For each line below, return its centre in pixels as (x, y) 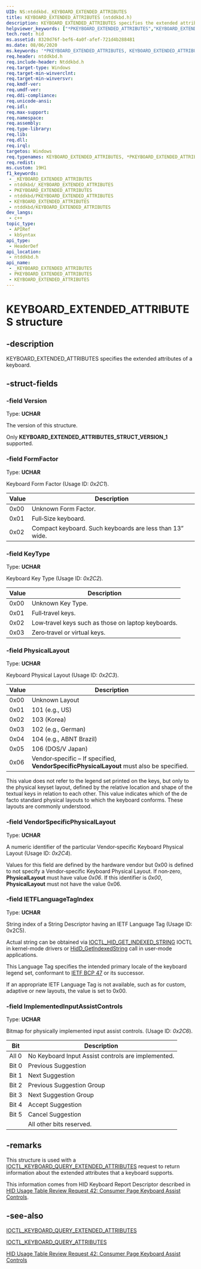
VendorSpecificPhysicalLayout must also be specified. (110, 766)
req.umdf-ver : (24, 90)
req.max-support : (28, 112)
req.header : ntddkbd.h (34, 56)
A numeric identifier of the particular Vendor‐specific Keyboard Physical (95, 847)
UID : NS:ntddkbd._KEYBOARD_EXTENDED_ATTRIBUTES (67, 12)
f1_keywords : (22, 174)
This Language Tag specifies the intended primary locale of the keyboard (97, 966)
